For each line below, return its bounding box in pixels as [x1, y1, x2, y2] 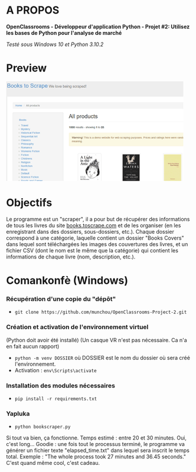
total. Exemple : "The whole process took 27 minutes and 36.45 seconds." [6, 453, 187, 460]
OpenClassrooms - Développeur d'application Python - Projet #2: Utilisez [6, 23, 190, 30]
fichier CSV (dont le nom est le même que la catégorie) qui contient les [6, 247, 179, 254]
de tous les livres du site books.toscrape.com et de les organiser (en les [6, 222, 181, 229]
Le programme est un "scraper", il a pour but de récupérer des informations [6, 215, 190, 222]
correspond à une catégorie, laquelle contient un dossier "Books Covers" [6, 234, 184, 241]
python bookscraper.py [14, 424, 71, 430]
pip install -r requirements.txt [14, 396, 97, 402]
